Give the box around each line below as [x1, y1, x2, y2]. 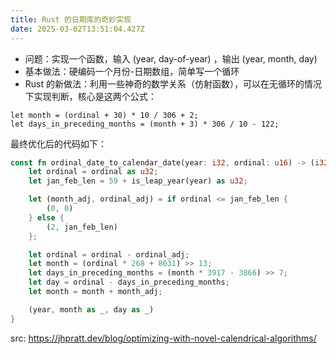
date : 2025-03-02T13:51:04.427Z [10, 24, 145, 34]
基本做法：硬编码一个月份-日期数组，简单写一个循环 [24, 65, 240, 77]
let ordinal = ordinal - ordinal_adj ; [28, 249, 190, 260]
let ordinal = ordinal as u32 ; [28, 167, 159, 177]
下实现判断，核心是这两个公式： [24, 90, 157, 102]
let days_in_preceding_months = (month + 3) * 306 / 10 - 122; [10, 119, 280, 129]
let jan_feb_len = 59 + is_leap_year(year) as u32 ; [28, 176, 248, 186]
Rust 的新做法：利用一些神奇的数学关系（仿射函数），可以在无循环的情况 [24, 77, 322, 90]
